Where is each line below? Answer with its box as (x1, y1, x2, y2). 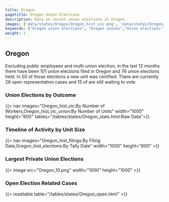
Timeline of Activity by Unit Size (5, 126, 86, 133)
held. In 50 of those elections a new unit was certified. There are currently (5, 74, 159, 80)
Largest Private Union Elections (5, 156, 84, 163)
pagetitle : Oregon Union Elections (5, 12, 80, 17)
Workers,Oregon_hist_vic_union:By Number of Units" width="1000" (5, 108, 144, 114)
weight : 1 (5, 31, 26, 36)
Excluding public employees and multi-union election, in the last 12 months (5, 62, 160, 69)
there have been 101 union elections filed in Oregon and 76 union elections (5, 68, 159, 74)
